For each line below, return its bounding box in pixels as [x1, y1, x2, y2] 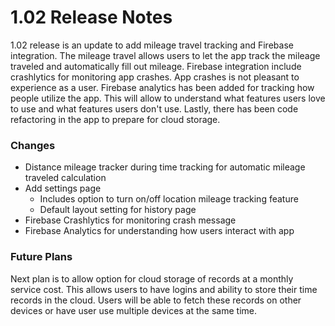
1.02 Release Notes [10, 6, 173, 29]
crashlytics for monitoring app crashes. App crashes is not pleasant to [10, 71, 300, 83]
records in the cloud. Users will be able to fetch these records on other [10, 294, 302, 306]
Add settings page [24, 182, 102, 195]
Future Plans [10, 250, 73, 264]
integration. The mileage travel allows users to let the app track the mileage [10, 49, 321, 61]
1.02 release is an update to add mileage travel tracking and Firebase [10, 39, 294, 51]
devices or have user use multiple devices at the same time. [10, 304, 258, 316]
